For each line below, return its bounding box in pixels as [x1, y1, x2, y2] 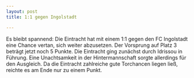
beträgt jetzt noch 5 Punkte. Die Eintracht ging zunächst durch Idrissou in [6, 48, 183, 55]
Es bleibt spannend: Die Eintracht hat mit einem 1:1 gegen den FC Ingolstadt [6, 35, 188, 42]
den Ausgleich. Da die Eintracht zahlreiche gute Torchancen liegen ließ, [6, 60, 178, 67]
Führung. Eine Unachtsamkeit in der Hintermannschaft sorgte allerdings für [6, 54, 186, 61]
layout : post [6, 8, 38, 15]
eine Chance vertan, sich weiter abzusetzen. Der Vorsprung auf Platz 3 [6, 42, 177, 49]
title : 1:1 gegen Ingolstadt [6, 14, 77, 20]
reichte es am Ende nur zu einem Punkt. [6, 66, 102, 73]
